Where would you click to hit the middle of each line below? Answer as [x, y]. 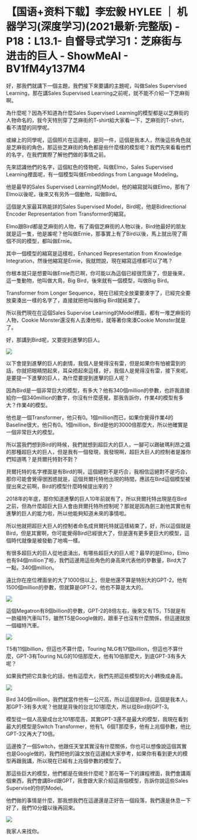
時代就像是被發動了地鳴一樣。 [47, 540]
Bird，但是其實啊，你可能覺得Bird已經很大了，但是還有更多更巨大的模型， [95, 533]
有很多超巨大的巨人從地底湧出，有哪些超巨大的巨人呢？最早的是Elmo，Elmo [98, 553]
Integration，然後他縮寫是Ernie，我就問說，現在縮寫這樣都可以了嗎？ [89, 261]
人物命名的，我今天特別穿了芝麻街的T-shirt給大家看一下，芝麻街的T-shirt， [97, 120]
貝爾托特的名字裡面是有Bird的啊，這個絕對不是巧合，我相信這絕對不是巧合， [98, 472]
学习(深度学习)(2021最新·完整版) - [98, 27]
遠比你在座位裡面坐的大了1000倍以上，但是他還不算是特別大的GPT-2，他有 [97, 580]
